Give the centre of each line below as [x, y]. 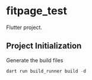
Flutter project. [24, 27]
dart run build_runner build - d [46, 71]
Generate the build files [35, 60]
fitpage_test [37, 11]
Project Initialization [44, 46]
